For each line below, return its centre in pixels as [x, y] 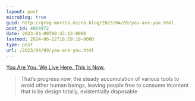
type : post [20, 45]
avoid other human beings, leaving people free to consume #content [105, 85]
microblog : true [26, 17]
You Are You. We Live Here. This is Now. [56, 67]
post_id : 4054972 [28, 28]
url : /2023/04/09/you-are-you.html [50, 50]
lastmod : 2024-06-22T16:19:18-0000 [50, 39]
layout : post [22, 12]
